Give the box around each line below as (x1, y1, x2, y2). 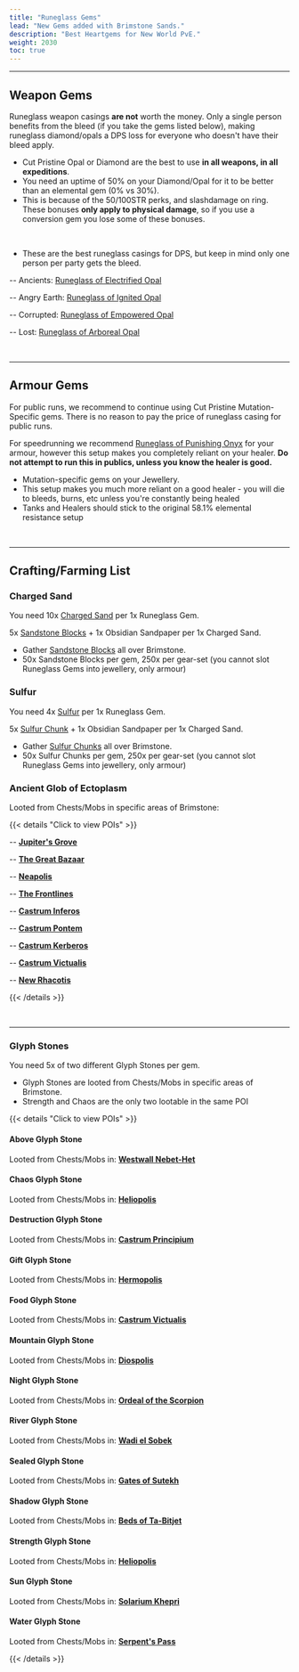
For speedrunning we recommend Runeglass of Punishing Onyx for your (9, 437, 274, 448)
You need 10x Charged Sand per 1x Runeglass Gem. (9, 610, 199, 621)
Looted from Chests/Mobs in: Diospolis (9, 1355, 154, 1366)
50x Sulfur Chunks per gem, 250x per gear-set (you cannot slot (21, 750, 256, 761)
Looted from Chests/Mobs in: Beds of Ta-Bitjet (9, 1515, 182, 1526)
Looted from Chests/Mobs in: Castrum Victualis (9, 1315, 187, 1325)
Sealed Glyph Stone (9, 1456, 85, 1466)
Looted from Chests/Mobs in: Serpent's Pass (9, 1635, 176, 1646)
